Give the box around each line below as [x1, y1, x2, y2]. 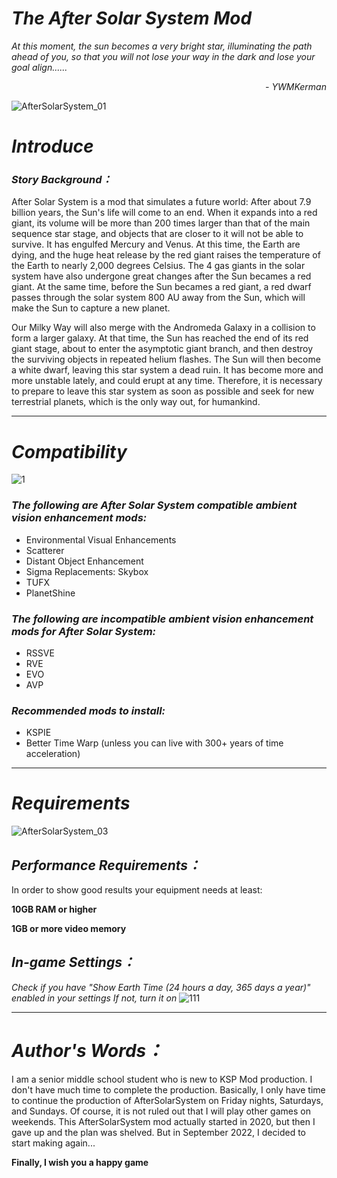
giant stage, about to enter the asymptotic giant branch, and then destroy [11, 343, 314, 355]
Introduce [11, 135, 94, 158]
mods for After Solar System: [11, 624, 157, 638]
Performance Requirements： [11, 857, 202, 874]
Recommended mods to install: [11, 703, 166, 717]
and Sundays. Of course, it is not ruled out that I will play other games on [11, 1105, 311, 1117]
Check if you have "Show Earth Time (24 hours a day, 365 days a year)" [11, 981, 311, 993]
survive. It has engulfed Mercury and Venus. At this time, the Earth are [11, 238, 301, 251]
